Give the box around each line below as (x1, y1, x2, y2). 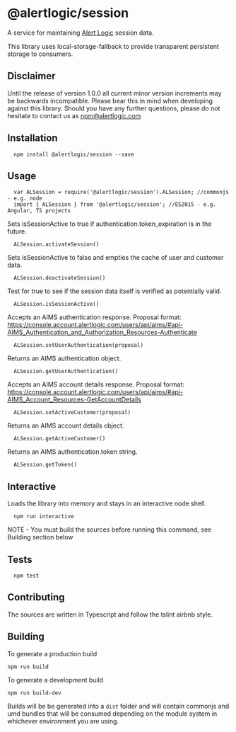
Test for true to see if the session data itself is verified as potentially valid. (7, 287, 222, 295)
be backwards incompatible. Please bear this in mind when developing (7, 96, 213, 105)
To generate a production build (7, 649, 98, 658)
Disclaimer (7, 70, 56, 82)
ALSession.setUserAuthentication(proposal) (13, 342, 143, 349)
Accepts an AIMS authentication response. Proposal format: (7, 313, 182, 321)
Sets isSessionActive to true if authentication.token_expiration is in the (7, 219, 212, 228)
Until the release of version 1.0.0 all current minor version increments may (7, 88, 222, 97)
